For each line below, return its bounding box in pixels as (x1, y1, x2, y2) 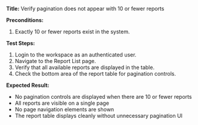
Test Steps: (6, 40, 35, 46)
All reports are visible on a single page (14, 99, 109, 107)
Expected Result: (6, 82, 49, 89)
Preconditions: (6, 17, 44, 23)
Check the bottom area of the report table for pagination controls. (14, 70, 176, 77)
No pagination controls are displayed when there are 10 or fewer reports (14, 93, 192, 100)
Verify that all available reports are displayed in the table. (14, 64, 155, 71)
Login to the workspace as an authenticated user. (14, 51, 137, 58)
